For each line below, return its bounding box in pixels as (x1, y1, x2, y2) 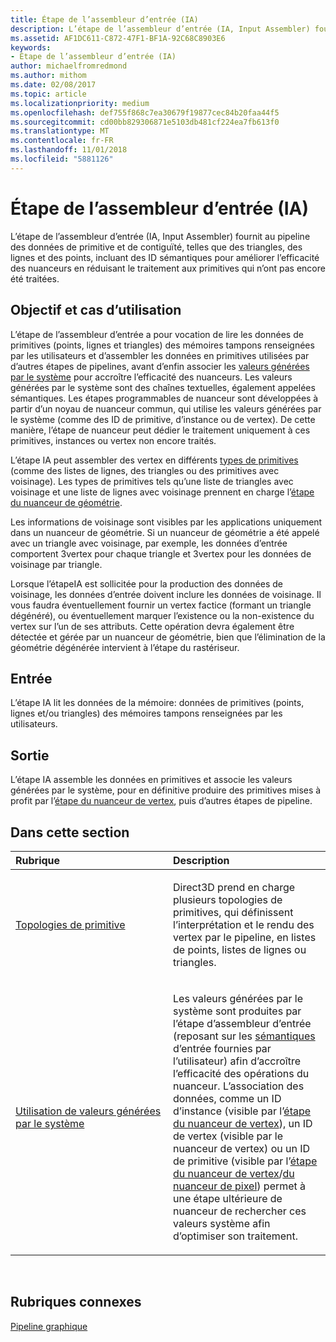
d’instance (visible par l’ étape (173, 1104, 312, 1118)
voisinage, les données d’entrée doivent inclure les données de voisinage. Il (10, 588, 322, 600)
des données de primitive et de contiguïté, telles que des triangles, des (10, 241, 303, 253)
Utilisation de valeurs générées (15, 1104, 162, 1118)
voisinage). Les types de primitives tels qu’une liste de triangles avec (10, 475, 294, 487)
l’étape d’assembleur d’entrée (173, 1016, 312, 1030)
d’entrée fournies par (173, 1041, 272, 1055)
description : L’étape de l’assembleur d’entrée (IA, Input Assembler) (10, 24, 311, 34)
